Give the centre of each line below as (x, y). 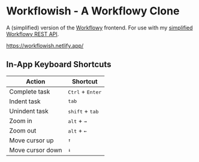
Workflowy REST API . (33, 34)
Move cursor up (31, 140)
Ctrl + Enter (85, 91)
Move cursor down (36, 150)
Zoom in (21, 121)
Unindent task (29, 111)
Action (36, 81)
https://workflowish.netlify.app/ (45, 46)
